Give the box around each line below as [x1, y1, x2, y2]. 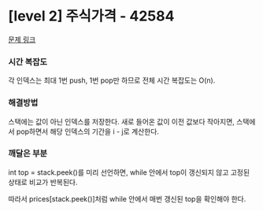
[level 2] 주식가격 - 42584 [8, 7, 175, 25]
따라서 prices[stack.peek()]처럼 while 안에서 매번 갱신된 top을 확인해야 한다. [8, 194, 246, 203]
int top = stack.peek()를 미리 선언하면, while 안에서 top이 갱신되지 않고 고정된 [8, 167, 250, 177]
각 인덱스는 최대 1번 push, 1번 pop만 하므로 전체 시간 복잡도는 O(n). [8, 76, 216, 85]
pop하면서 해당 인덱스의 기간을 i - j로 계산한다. [16, 127, 160, 136]
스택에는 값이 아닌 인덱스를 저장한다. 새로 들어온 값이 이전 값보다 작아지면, [8, 117, 235, 126]
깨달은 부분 [8, 148, 48, 159]
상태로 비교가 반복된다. [8, 177, 78, 187]
